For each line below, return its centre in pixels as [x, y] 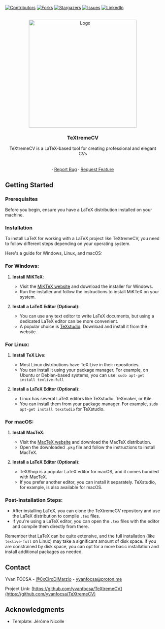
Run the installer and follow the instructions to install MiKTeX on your [89, 291]
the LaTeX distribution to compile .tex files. [56, 516]
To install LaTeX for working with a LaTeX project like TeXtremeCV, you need [82, 239]
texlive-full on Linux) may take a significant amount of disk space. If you [81, 541]
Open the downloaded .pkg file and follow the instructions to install [87, 447]
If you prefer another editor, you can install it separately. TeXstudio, [88, 482]
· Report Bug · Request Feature [83, 170]
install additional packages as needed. [44, 552]
